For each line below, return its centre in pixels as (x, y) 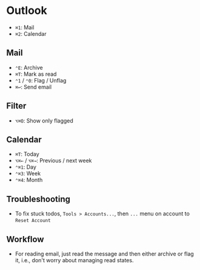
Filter (16, 106)
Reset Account (33, 221)
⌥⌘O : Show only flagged (44, 120)
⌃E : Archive (29, 67)
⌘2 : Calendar (31, 33)
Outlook (27, 11)
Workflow (25, 239)
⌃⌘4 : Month (29, 180)
